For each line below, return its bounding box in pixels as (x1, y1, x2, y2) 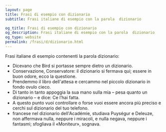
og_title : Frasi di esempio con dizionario (5, 25, 97, 30)
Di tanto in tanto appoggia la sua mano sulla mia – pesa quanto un (12, 89, 148, 95)
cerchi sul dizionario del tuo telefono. (12, 105, 89, 111)
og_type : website (5, 35, 41, 40)
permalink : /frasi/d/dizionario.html (5, 39, 84, 45)
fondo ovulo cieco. (12, 84, 51, 90)
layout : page (5, 7, 32, 12)
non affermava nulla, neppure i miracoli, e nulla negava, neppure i (12, 116, 147, 122)
